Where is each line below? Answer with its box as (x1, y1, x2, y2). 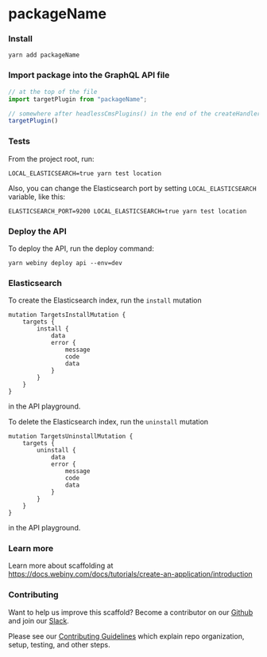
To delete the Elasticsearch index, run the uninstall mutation (8, 417, 209, 427)
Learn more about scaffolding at (8, 561, 114, 570)
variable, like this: (8, 192, 66, 201)
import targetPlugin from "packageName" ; (8, 95, 148, 104)
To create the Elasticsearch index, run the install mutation (8, 295, 202, 305)
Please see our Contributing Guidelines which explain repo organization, (8, 631, 245, 641)
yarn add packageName (8, 51, 80, 60)
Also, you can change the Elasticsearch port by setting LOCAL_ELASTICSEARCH (8, 183, 257, 193)
